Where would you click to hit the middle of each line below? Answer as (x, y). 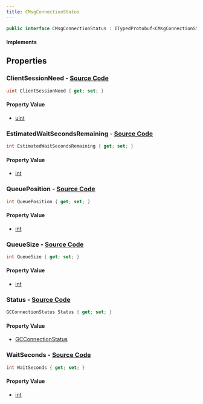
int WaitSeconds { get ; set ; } (46, 367)
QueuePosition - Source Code (51, 189)
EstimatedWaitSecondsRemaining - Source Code (79, 134)
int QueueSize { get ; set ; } (43, 257)
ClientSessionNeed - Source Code (57, 78)
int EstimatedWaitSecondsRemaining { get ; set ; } (70, 146)
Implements (22, 42)
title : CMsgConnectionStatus (43, 12)
